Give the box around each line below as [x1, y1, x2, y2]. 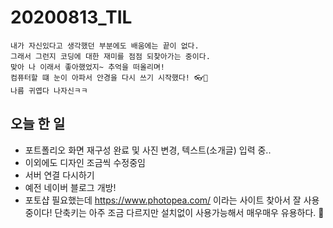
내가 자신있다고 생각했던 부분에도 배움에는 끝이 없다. [10, 41, 200, 51]
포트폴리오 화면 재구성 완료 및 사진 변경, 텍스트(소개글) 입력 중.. [24, 144, 272, 156]
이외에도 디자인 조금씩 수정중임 [24, 156, 146, 168]
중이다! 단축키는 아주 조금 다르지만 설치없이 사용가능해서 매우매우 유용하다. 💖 [24, 206, 325, 218]
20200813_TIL [10, 6, 133, 29]
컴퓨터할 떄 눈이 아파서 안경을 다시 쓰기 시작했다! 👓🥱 [10, 72, 208, 83]
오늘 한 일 [10, 116, 66, 133]
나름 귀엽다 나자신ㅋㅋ [10, 86, 88, 96]
